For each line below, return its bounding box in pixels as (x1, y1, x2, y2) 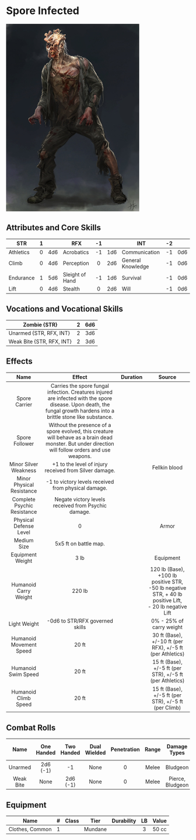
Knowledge (121, 262, 149, 270)
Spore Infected (6, 4, 80, 18)
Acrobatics (62, 248, 89, 255)
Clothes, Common (8, 826, 52, 832)
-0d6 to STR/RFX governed (46, 617, 114, 624)
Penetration (110, 746, 140, 753)
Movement (10, 641, 37, 648)
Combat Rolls (6, 722, 56, 733)
